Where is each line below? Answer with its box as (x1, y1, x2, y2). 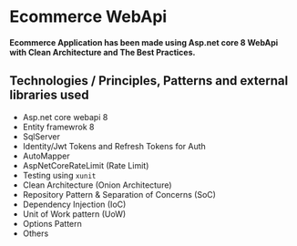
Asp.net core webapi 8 (22, 111, 108, 122)
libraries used (9, 87, 89, 103)
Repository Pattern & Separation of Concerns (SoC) (22, 189, 217, 200)
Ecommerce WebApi (9, 6, 168, 27)
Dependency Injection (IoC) (22, 199, 127, 210)
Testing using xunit (22, 169, 97, 180)
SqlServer (22, 130, 61, 142)
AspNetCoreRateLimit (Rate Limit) (22, 159, 149, 170)
